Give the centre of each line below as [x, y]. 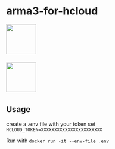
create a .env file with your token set [51, 124]
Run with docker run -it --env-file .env [57, 141]
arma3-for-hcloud [52, 11]
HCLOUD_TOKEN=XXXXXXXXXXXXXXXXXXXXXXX [54, 129]
